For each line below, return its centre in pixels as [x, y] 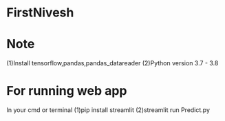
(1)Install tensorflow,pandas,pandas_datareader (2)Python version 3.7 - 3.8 [112, 63]
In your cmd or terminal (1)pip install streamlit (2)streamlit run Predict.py [108, 110]
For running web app [67, 91]
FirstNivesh [40, 13]
